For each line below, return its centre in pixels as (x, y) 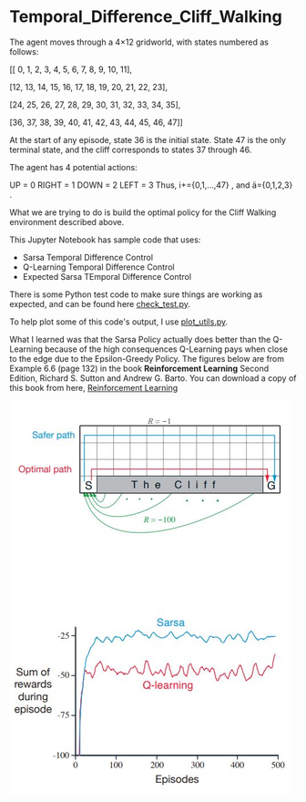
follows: (24, 51)
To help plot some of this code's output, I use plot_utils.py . (119, 322)
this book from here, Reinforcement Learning (94, 387)
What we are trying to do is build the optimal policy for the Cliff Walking (143, 212)
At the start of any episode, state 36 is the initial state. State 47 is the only (148, 139)
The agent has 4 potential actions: (74, 167)
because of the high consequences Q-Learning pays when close (167, 349)
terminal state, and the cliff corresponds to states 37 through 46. (131, 149)
